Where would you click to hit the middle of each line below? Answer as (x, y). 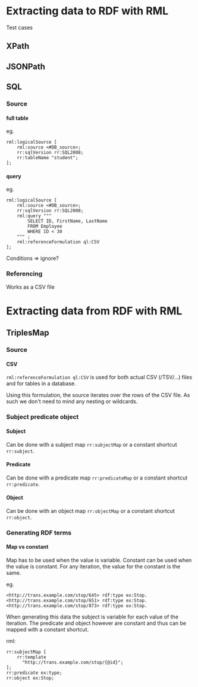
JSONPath (26, 66)
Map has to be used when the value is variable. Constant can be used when (99, 560)
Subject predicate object (43, 417)
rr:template (32, 657)
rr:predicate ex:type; (34, 673)
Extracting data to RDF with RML (87, 11)
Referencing (24, 274)
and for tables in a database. (41, 383)
